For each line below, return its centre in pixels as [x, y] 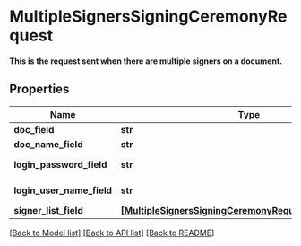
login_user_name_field [63, 190]
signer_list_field [48, 210]
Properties [39, 89]
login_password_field [60, 164]
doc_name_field [48, 144]
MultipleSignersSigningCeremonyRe [148, 17]
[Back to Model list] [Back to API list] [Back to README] [112, 233]
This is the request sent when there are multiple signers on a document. [146, 61]
